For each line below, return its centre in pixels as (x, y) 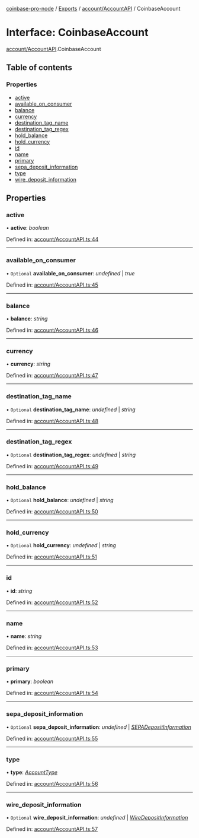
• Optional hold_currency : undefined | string (61, 545)
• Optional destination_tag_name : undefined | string (71, 410)
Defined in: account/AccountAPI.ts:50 (52, 512)
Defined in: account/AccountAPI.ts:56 (52, 783)
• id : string (19, 591)
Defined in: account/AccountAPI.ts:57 (52, 829)
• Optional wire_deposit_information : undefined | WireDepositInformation (97, 818)
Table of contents (39, 68)
